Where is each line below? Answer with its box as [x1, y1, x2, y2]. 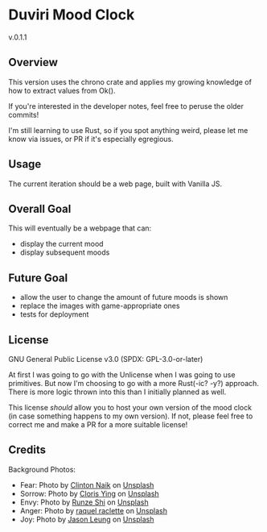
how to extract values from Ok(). [8, 85, 116, 95]
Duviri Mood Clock [8, 6, 135, 24]
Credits [8, 443, 47, 457]
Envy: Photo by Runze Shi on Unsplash [19, 497, 149, 507]
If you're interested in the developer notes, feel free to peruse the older [8, 101, 244, 110]
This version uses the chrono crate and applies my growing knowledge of [8, 77, 252, 86]
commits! [8, 110, 39, 119]
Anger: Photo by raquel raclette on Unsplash [19, 505, 167, 515]
